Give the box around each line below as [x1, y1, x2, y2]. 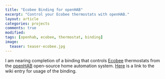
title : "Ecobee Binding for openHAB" [5, 7, 83, 12]
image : [5, 39, 19, 44]
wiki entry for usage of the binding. [5, 68, 77, 74]
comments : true [5, 26, 37, 31]
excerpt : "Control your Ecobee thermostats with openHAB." [5, 12, 130, 17]
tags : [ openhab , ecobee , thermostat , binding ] [5, 35, 103, 40]
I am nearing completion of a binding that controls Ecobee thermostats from [5, 57, 160, 63]
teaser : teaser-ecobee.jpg [9, 44, 65, 49]
